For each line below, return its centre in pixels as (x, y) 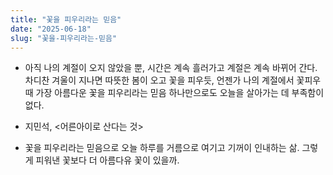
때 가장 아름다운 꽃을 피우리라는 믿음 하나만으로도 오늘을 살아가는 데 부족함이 (174, 93)
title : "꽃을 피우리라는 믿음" (66, 19)
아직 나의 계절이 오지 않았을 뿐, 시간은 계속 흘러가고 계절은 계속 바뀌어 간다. (171, 68)
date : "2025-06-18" (51, 29)
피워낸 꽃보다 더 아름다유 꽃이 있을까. (107, 160)
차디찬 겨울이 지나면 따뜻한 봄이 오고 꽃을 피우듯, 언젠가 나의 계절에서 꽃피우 (173, 80)
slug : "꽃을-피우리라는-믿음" (64, 38)
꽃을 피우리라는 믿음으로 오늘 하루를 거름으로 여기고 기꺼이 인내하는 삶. (162, 148)
